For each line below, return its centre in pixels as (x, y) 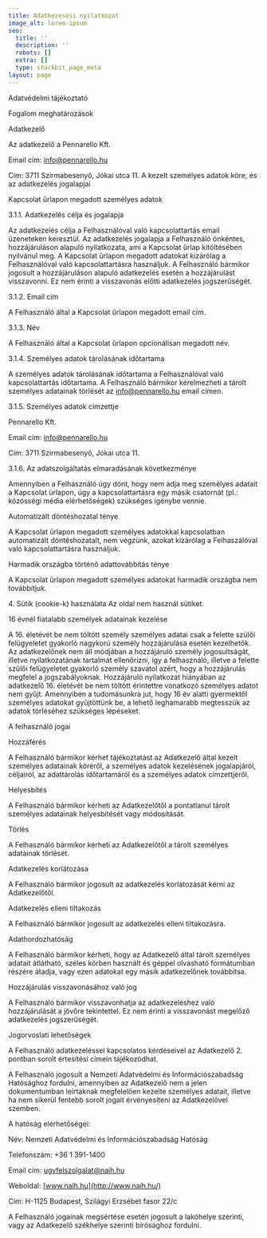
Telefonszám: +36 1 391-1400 (57, 1154)
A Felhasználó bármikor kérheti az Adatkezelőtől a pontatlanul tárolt (119, 805)
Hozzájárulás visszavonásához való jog (73, 986)
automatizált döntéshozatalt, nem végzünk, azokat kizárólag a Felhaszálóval (133, 540)
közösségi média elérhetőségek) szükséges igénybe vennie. (108, 501)
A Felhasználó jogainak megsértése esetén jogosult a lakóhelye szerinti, (126, 1216)
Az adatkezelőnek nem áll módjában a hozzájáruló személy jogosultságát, (130, 651)
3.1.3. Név (24, 327)
